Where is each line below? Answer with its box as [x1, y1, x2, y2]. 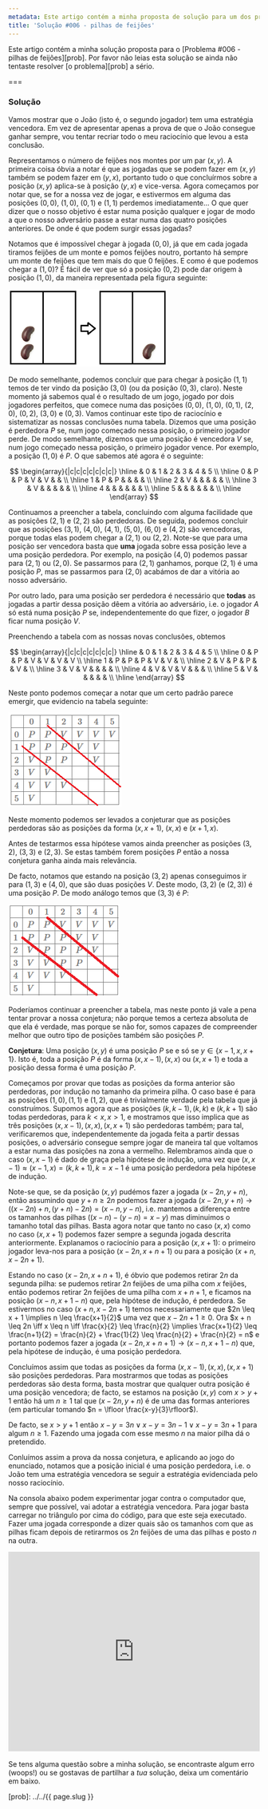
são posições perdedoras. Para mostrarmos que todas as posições [8, 1370, 229, 1380]
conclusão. [8, 140, 45, 149]
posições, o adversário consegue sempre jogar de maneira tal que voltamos [8, 1138, 258, 1147]
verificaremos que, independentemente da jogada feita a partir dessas [8, 1129, 240, 1138]
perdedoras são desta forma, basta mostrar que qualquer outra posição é [8, 1379, 250, 1388]
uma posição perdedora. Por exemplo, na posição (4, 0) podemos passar [8, 549, 248, 559]
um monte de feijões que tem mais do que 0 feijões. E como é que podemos [8, 255, 259, 265]
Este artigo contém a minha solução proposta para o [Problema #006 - [8, 44, 241, 53]
